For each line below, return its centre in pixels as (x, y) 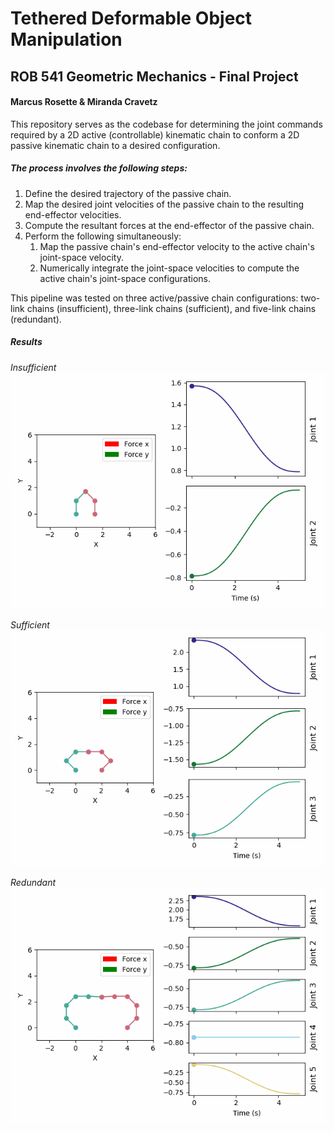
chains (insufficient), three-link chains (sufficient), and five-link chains (171, 308)
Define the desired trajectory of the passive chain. (128, 193)
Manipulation (66, 39)
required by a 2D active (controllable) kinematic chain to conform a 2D (155, 134)
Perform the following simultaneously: (103, 236)
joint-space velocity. (81, 257)
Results (26, 342)
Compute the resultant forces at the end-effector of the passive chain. (169, 225)
